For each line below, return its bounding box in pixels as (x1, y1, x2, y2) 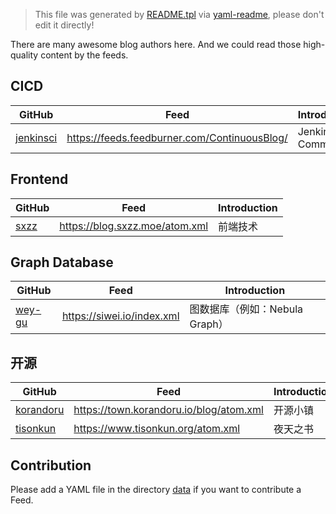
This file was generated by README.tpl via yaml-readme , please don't (34, 9, 325, 20)
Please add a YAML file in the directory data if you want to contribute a (10, 484, 302, 496)
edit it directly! (34, 19, 95, 31)
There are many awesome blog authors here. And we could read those (10, 39, 302, 50)
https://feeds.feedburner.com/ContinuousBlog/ (66, 130, 288, 144)
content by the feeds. (40, 49, 129, 61)
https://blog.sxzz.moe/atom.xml (59, 219, 209, 233)
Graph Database (10, 254, 114, 271)
